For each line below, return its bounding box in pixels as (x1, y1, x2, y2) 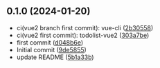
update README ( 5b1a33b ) (16, 53, 94, 61)
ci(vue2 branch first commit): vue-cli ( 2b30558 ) (16, 23, 154, 32)
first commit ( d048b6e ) (16, 38, 84, 47)
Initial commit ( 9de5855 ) (16, 45, 87, 54)
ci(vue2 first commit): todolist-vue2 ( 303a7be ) (16, 31, 150, 39)
